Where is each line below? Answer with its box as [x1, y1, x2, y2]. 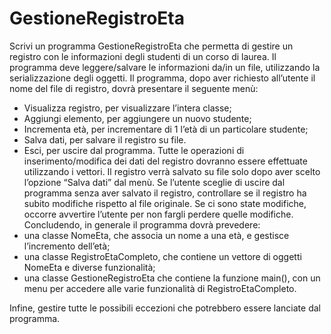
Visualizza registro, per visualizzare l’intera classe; [23, 102, 232, 114]
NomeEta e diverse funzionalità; [23, 261, 156, 273]
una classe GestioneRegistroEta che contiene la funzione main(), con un [23, 272, 321, 284]
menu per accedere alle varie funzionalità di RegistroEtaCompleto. [23, 282, 297, 294]
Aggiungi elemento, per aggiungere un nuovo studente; [23, 112, 252, 124]
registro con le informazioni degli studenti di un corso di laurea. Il [9, 50, 277, 62]
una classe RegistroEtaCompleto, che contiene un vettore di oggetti [23, 250, 302, 262]
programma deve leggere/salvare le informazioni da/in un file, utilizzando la [9, 61, 321, 73]
